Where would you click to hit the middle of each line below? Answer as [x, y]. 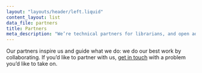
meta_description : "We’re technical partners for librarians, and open [98, 34]
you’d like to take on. [32, 64]
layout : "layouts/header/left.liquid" [55, 12]
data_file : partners [32, 23]
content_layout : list [33, 17]
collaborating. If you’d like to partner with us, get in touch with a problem [96, 57]
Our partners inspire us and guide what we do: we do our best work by [94, 51]
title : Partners [26, 28]
